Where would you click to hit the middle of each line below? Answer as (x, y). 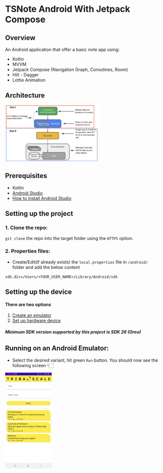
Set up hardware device (36, 321)
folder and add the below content (46, 267)
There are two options (28, 304)
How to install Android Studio (42, 198)
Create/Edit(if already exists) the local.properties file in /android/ (80, 262)
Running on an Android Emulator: (57, 348)
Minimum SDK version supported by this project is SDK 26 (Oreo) (73, 332)
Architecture (25, 95)
